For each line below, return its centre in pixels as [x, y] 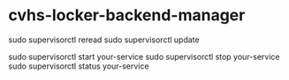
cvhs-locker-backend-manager [127, 15]
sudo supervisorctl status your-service [79, 66]
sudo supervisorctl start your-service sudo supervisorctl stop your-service [144, 56]
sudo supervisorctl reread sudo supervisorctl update [104, 40]
